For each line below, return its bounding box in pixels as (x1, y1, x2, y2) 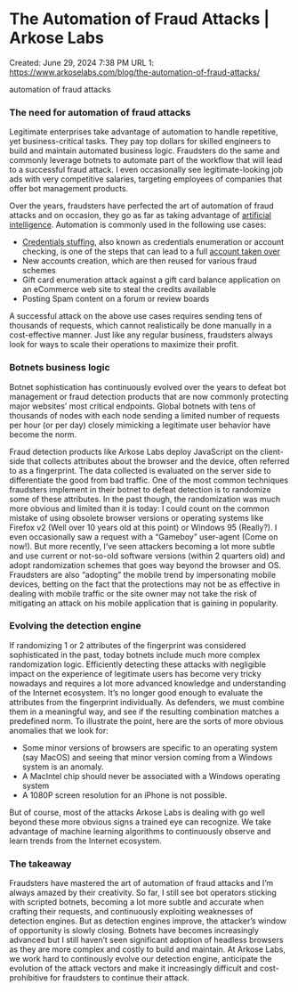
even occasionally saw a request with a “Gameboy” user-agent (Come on (9, 531, 278, 542)
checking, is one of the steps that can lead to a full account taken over (21, 246, 280, 257)
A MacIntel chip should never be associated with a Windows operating (21, 770, 280, 781)
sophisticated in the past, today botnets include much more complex (9, 649, 261, 660)
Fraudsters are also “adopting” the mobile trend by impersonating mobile (9, 569, 277, 580)
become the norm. (9, 428, 77, 440)
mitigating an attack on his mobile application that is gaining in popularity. (9, 598, 278, 608)
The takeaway (9, 858, 72, 870)
